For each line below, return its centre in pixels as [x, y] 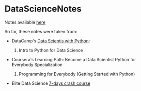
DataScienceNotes [43, 9]
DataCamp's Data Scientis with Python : [51, 41]
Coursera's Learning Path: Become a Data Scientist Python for [74, 59]
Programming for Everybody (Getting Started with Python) [77, 74]
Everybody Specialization [37, 65]
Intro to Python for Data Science [51, 50]
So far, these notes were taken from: [41, 31]
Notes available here [25, 22]
